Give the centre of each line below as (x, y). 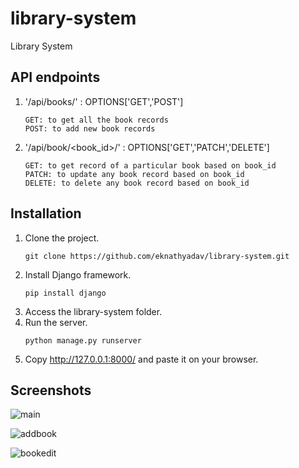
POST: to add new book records (90, 128)
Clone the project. (62, 238)
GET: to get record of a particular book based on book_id (150, 165)
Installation (46, 213)
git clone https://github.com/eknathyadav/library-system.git (157, 256)
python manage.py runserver (83, 340)
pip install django (65, 293)
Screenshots (51, 390)
